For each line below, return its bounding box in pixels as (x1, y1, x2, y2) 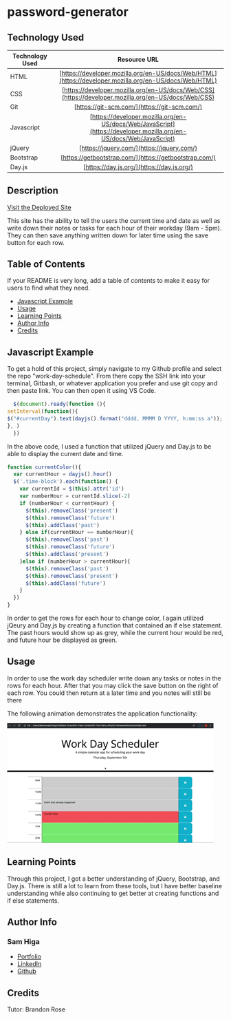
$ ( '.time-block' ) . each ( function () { (13, 478, 118, 485)
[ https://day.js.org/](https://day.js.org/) (83, 163, 194, 171)
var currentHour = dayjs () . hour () (13, 471, 112, 478)
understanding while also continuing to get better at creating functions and (7, 889, 219, 897)
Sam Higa (7, 937, 40, 946)
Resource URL (117, 56, 159, 63)
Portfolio (16, 952, 42, 961)
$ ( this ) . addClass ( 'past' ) (25, 522, 100, 528)
